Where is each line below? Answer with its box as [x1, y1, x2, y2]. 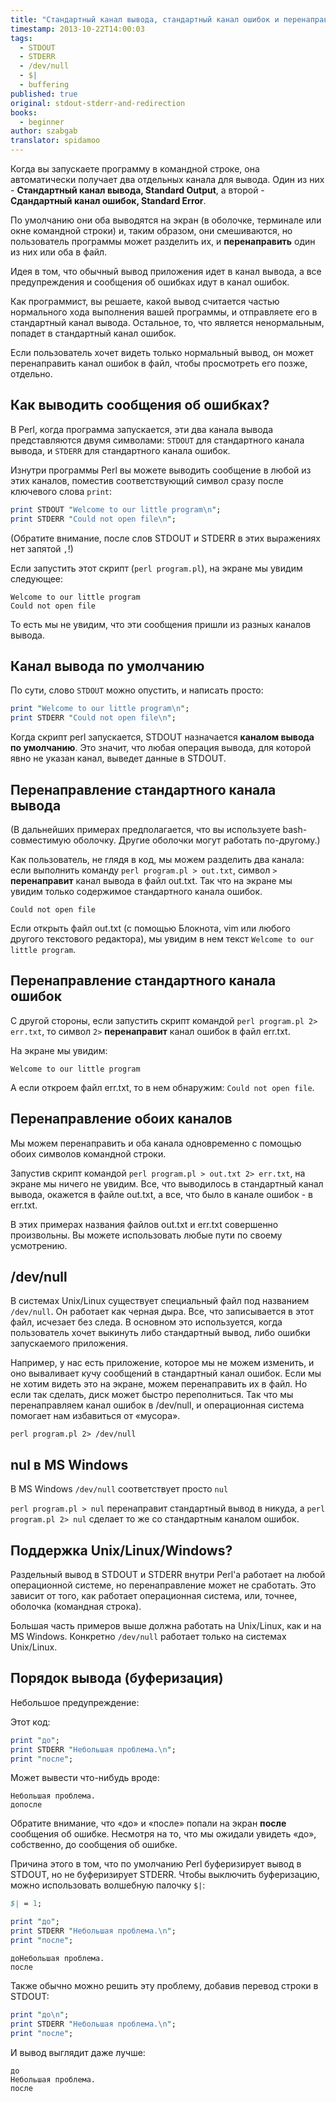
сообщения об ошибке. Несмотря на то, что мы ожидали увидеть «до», [10, 1828, 317, 1840]
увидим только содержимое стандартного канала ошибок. [10, 885, 263, 897]
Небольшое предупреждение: [10, 1696, 140, 1708]
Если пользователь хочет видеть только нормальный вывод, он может [10, 347, 315, 358]
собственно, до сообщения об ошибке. [10, 1839, 178, 1851]
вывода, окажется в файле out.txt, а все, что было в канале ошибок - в [10, 1188, 313, 1200]
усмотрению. [10, 1239, 68, 1251]
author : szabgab [10, 126, 78, 136]
